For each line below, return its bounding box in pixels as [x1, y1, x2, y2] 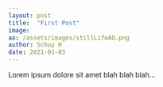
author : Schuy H [8, 41, 62, 49]
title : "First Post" [8, 19, 80, 27]
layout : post [8, 11, 52, 20]
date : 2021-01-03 [8, 48, 66, 56]
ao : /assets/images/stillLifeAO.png [8, 33, 130, 42]
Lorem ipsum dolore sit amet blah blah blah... [8, 70, 156, 79]
